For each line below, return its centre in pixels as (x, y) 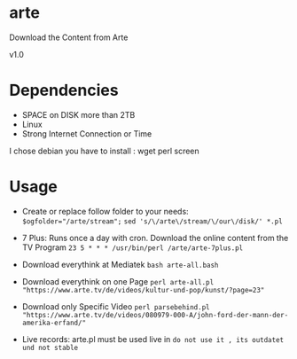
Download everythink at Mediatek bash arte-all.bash (120, 264)
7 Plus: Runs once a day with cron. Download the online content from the (155, 238)
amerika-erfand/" (54, 323)
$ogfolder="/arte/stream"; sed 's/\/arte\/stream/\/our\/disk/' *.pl (152, 221)
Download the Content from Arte (69, 37)
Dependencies (64, 90)
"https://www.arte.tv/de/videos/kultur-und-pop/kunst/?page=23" (143, 290)
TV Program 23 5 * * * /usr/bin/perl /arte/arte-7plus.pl (133, 247)
